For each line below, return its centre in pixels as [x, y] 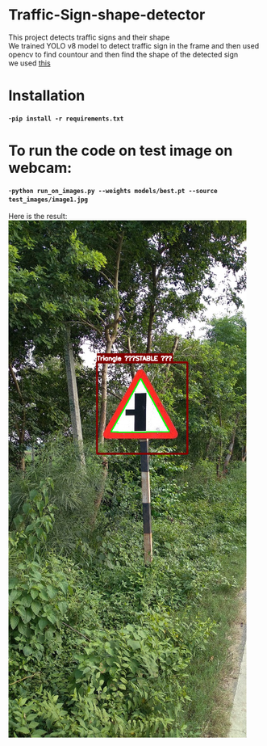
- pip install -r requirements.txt [66, 118]
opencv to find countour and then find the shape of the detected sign [123, 54]
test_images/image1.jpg [48, 200]
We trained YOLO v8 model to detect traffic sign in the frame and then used [134, 45]
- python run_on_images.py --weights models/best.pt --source [113, 190]
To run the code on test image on [121, 151]
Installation [47, 96]
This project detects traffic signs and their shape [89, 37]
